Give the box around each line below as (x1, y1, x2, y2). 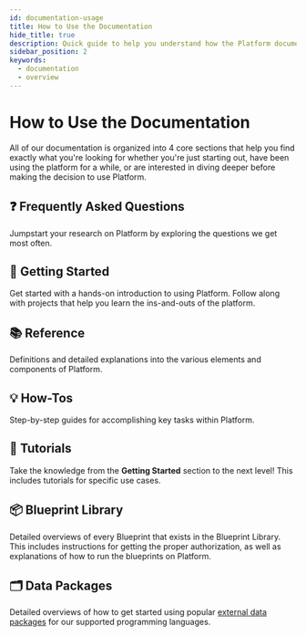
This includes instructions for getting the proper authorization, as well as (9, 540, 281, 552)
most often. (9, 237, 53, 248)
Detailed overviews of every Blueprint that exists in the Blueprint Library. (9, 531, 280, 542)
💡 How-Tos (9, 390, 74, 406)
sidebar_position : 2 (9, 47, 88, 57)
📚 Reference (9, 325, 85, 340)
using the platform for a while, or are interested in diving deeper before (9, 162, 276, 172)
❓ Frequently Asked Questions (9, 199, 185, 214)
